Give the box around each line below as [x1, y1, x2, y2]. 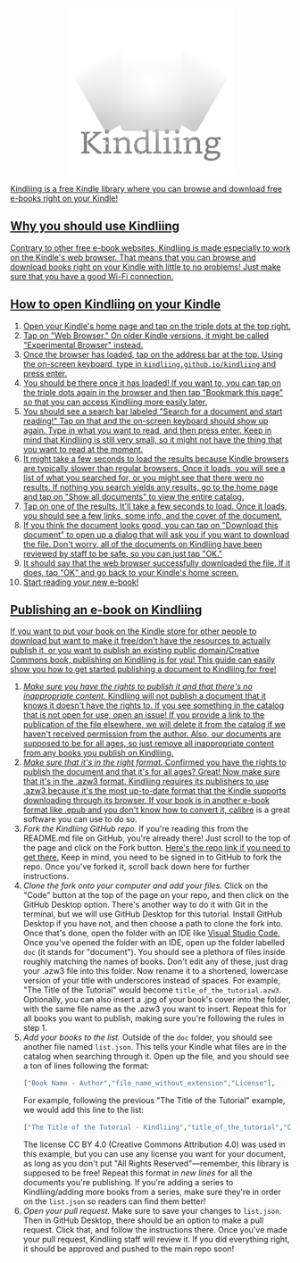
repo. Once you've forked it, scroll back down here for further [22, 861, 251, 872]
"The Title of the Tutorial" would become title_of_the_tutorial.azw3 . [22, 985, 282, 995]
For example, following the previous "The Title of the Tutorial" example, [22, 1095, 286, 1106]
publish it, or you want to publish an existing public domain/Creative [10, 645, 260, 656]
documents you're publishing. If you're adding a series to [22, 1177, 234, 1188]
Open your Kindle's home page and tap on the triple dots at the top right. [22, 320, 291, 331]
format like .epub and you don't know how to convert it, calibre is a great [22, 804, 291, 815]
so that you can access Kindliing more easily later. [22, 396, 208, 407]
